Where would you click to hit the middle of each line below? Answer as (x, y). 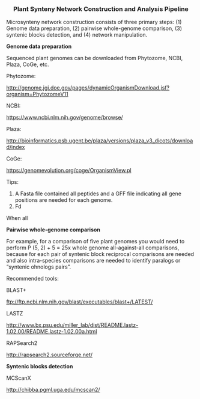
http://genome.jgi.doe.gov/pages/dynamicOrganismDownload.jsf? (88, 88)
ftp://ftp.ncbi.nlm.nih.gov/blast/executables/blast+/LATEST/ (80, 302)
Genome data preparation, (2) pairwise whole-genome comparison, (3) (94, 28)
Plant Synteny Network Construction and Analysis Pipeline (101, 9)
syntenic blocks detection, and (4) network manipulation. (77, 35)
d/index (16, 147)
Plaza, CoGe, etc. (28, 64)
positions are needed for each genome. (64, 200)
